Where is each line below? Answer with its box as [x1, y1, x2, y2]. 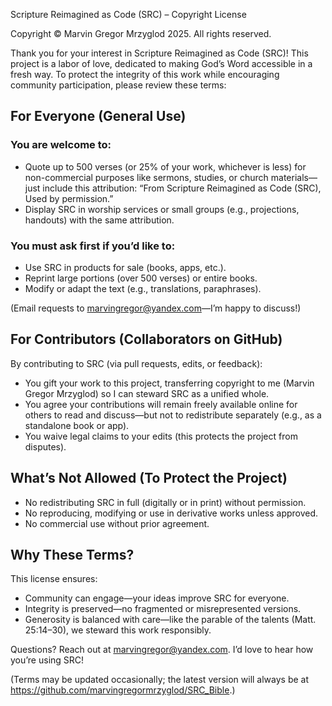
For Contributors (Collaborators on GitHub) [10, 331, 283, 348]
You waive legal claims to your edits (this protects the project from [24, 430, 298, 442]
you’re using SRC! [10, 654, 85, 666]
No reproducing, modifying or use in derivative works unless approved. [24, 507, 319, 519]
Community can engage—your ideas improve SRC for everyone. [24, 592, 290, 604]
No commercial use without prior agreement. [24, 517, 210, 529]
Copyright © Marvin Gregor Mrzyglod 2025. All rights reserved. [10, 28, 272, 39]
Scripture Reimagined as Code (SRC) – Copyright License [10, 9, 247, 20]
